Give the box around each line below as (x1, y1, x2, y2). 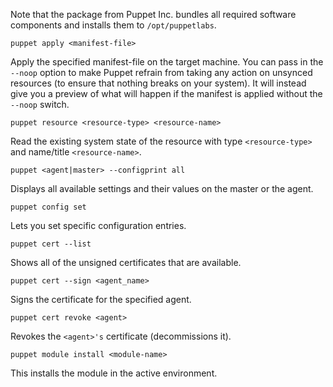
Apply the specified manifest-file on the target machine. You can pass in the (10, 56, 324, 68)
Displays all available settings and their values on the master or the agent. (10, 183, 314, 194)
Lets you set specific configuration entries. (10, 220, 187, 231)
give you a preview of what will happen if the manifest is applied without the (10, 88, 323, 99)
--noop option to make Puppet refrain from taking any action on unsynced (10, 67, 313, 78)
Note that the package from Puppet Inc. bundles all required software (10, 9, 297, 20)
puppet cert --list (10, 239, 92, 249)
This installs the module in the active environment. (10, 367, 218, 379)
